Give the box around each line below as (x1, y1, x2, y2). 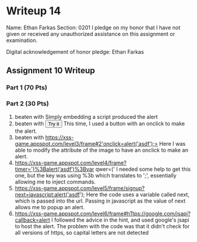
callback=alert (14, 216, 51, 223)
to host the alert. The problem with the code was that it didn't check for (14, 222, 190, 229)
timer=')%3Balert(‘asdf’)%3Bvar (14, 166, 95, 173)
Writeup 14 (6, 4, 61, 18)
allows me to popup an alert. (14, 203, 85, 210)
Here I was (159, 140, 186, 147)
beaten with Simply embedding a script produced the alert (14, 113, 158, 120)
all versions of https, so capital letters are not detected (14, 229, 149, 236)
